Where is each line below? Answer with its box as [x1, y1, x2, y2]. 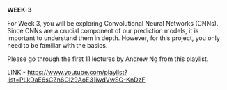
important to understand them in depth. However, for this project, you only [7, 34, 221, 42]
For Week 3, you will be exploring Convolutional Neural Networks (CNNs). [7, 19, 219, 27]
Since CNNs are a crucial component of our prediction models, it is [7, 27, 199, 35]
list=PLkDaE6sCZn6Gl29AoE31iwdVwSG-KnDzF [7, 75, 146, 84]
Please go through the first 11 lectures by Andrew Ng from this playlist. [7, 55, 209, 63]
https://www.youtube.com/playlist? [27, 69, 128, 76]
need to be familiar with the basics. [7, 42, 108, 49]
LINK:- [7, 69, 26, 76]
